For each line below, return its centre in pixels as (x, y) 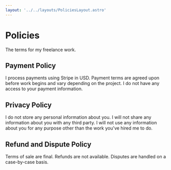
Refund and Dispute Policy (48, 144)
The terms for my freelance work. (41, 50)
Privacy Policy (29, 105)
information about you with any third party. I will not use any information (81, 123)
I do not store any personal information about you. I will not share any (78, 117)
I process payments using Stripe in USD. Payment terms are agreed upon (82, 78)
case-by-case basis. (27, 162)
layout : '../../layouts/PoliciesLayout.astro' (56, 10)
